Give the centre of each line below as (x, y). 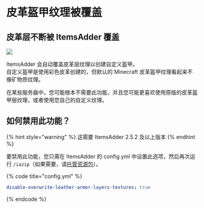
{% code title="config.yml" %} (44, 176)
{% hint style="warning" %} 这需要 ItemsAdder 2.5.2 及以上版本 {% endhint (101, 137)
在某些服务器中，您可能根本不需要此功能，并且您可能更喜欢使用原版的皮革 (99, 92)
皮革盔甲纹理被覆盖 (54, 13)
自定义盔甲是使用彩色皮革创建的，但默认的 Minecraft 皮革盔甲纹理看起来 (97, 72)
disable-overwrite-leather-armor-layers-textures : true (78, 187)
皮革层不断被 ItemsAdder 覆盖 (63, 37)
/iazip (21, 164)
